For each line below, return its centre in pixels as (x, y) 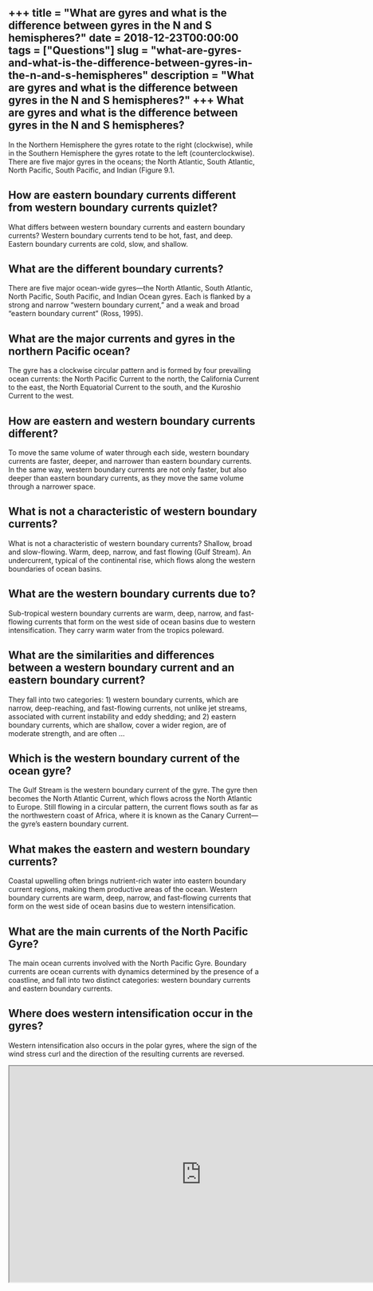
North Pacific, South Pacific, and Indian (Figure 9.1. (92, 170)
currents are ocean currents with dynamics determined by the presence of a (133, 971)
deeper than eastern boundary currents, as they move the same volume (126, 478)
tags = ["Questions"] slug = (79, 51)
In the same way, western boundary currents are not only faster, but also (128, 469)
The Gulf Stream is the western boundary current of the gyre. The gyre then (133, 790)
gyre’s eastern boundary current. (75, 824)
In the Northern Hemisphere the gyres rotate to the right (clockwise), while (131, 145)
